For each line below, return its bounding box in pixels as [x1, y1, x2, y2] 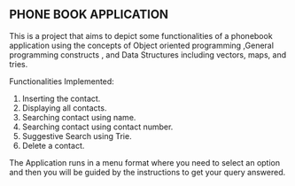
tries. [9, 58, 28, 69]
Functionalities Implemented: [9, 75, 115, 87]
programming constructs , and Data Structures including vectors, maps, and [9, 49, 286, 60]
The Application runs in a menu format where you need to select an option [9, 157, 281, 167]
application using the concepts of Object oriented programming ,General [9, 40, 275, 50]
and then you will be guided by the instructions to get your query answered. [9, 167, 286, 177]
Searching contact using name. [21, 112, 136, 122]
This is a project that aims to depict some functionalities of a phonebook [9, 30, 273, 41]
